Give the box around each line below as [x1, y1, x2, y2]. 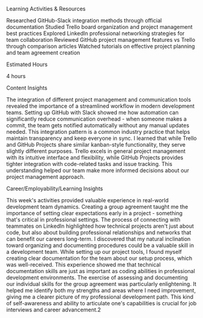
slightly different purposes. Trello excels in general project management [6, 148, 186, 154]
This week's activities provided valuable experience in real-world [6, 197, 169, 204]
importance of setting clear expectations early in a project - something [6, 210, 183, 217]
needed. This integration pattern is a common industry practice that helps [6, 128, 190, 135]
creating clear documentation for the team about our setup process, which [6, 254, 193, 262]
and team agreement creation [6, 49, 81, 56]
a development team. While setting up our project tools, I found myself [6, 248, 182, 255]
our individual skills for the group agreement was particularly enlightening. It [6, 280, 197, 287]
